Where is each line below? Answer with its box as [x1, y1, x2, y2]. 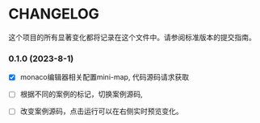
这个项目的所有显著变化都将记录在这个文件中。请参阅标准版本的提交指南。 [8, 32, 256, 42]
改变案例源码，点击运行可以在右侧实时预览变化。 [19, 106, 183, 117]
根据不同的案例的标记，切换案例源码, [19, 89, 143, 99]
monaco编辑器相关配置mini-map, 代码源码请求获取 [19, 72, 190, 82]
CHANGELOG [8, 5, 99, 23]
